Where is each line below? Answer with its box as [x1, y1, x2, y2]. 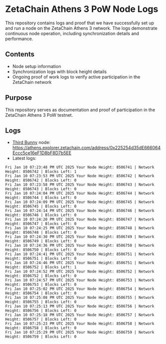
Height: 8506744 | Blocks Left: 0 [5, 195, 77, 201]
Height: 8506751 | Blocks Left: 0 [5, 256, 77, 261]
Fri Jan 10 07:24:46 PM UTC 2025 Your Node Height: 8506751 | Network [5, 261, 155, 266]
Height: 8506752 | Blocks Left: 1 [5, 265, 77, 270]
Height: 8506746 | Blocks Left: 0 [5, 212, 77, 218]
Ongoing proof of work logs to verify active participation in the [12, 73, 141, 80]
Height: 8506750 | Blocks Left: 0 [5, 247, 77, 253]
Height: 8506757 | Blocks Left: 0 [5, 317, 77, 322]
